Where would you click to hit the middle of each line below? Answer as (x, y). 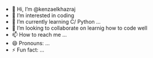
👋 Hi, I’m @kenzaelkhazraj (44, 9)
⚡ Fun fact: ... (28, 50)
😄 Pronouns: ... (31, 43)
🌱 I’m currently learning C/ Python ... (56, 22)
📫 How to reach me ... (39, 35)
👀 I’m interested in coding (43, 15)
